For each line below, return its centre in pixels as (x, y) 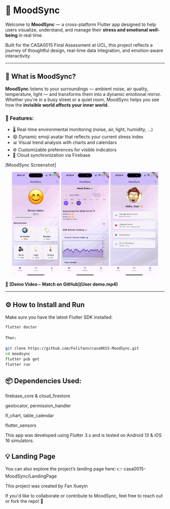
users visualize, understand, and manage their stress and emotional (77, 29)
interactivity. (18, 56)
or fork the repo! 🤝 (25, 501)
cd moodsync (18, 354)
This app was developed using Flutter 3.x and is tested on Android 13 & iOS (83, 435)
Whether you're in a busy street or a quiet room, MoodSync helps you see (82, 99)
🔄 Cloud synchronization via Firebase (51, 155)
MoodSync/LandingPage (31, 476)
